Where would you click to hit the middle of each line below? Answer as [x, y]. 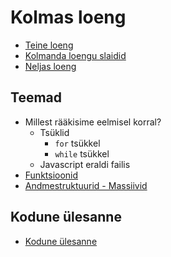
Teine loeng [49, 45]
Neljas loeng [50, 66]
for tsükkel [77, 143]
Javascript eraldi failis [85, 164]
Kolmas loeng [68, 17]
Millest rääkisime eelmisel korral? [93, 122]
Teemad [36, 97]
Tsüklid [54, 132]
